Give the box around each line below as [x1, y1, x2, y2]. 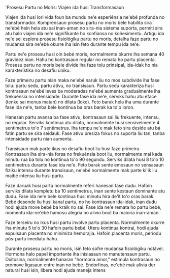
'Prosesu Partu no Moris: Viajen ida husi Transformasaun [5, 5, 124, 10]
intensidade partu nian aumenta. [5, 136, 73, 142]
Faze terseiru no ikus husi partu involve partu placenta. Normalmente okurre [5, 219, 165, 226]
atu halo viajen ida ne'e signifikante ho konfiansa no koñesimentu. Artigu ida [5, 31, 164, 36]
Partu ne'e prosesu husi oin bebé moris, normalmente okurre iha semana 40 [5, 51, 165, 57]
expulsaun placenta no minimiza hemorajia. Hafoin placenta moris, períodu [5, 230, 161, 236]
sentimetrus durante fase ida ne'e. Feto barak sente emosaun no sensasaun [5, 162, 164, 168]
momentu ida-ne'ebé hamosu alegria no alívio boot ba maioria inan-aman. [5, 210, 160, 215]
